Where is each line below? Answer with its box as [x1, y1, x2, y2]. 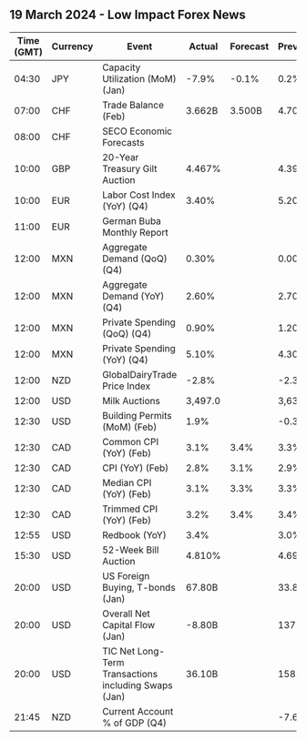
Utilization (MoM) [101, 72, 177, 85]
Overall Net [101, 607, 150, 620]
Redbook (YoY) [101, 528, 167, 541]
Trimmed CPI [101, 502, 158, 515]
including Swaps [101, 678, 173, 691]
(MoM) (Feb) [101, 421, 158, 433]
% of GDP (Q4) [101, 716, 167, 729]
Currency [51, 40, 94, 53]
